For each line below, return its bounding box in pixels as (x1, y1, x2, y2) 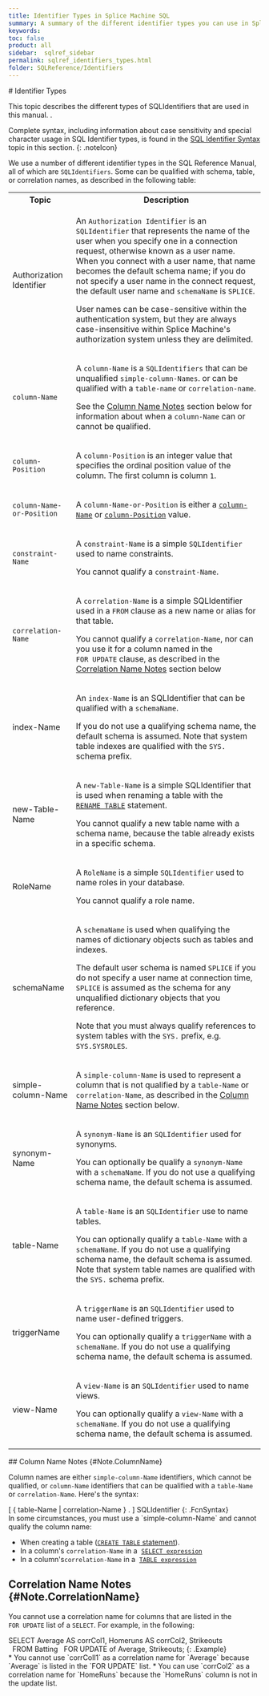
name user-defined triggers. (75, 1313, 184, 1324)
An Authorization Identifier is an (75, 215, 207, 226)
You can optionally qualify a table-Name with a (75, 1233, 248, 1245)
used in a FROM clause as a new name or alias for (75, 605, 256, 616)
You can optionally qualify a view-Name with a (75, 1408, 244, 1419)
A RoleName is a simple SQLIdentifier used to (75, 867, 244, 878)
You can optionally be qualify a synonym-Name (75, 1156, 243, 1168)
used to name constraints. (75, 548, 174, 559)
